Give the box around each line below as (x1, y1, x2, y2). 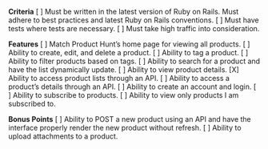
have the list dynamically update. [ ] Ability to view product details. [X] (8, 65, 240, 74)
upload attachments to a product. (8, 131, 118, 141)
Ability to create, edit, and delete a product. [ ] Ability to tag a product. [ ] (8, 48, 249, 57)
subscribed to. (8, 99, 56, 108)
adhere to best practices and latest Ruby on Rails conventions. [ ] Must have (8, 15, 259, 25)
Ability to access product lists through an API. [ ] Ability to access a (8, 74, 230, 83)
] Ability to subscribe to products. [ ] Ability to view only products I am (8, 91, 239, 99)
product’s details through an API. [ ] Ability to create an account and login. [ (8, 82, 257, 91)
